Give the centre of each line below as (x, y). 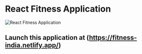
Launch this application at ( (47, 38)
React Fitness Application (58, 9)
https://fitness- (113, 38)
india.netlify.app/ (32, 45)
